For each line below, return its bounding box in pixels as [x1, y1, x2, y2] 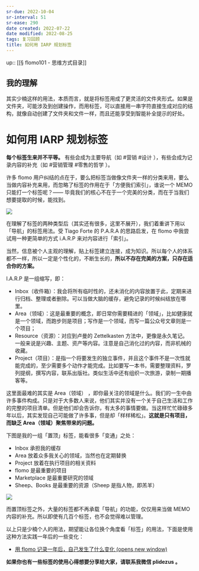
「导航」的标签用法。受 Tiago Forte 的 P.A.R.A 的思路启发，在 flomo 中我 [6, 227, 184, 234]
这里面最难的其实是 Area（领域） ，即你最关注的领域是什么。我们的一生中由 [6, 389, 192, 396]
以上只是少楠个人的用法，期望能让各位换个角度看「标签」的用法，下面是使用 [6, 525, 193, 532]
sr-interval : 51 [6, 14, 46, 20]
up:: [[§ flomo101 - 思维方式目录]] [6, 59, 87, 66]
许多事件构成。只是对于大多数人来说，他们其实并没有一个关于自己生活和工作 [6, 397, 193, 404]
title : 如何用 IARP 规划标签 [6, 42, 72, 48]
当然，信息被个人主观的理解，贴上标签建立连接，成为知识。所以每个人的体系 [6, 247, 193, 255]
